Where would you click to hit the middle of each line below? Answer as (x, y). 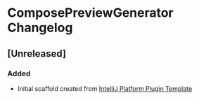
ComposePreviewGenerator (90, 13)
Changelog (40, 28)
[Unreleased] (37, 53)
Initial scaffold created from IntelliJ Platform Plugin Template (105, 88)
